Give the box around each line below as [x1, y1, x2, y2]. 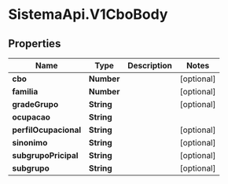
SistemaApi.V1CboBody [8, 6, 168, 24]
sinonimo [12, 138, 48, 148]
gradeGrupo [12, 99, 59, 109]
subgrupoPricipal [12, 150, 79, 160]
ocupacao [12, 112, 51, 123]
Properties [8, 37, 61, 50]
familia [12, 86, 39, 97]
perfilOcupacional [12, 124, 81, 135]
